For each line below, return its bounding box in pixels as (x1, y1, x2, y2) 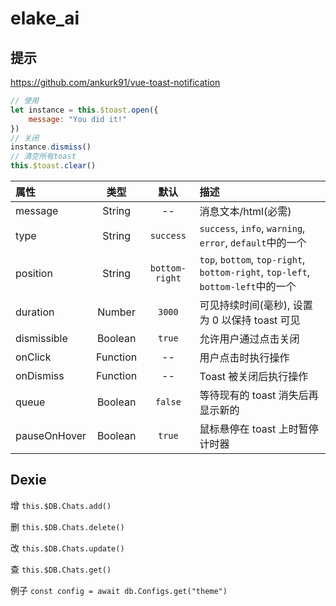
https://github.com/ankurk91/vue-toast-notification (10, 77, 221, 88)
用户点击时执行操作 (199, 351, 290, 364)
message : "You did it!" (28, 114, 128, 124)
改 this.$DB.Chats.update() (10, 542, 125, 554)
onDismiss (15, 369, 65, 382)
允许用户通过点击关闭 (199, 332, 300, 346)
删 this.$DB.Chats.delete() (10, 520, 125, 532)
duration (15, 305, 55, 319)
